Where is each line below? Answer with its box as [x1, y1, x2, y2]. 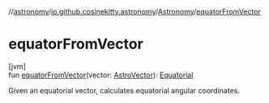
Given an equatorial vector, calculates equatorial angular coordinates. [8, 85, 241, 95]
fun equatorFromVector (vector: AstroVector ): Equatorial [8, 70, 194, 80]
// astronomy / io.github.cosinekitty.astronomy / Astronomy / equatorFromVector [8, 7, 262, 16]
